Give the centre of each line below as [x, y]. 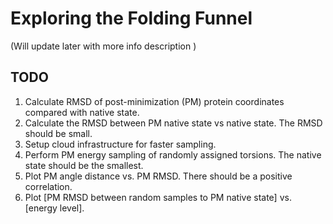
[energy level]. [54, 208]
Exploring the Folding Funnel [131, 18]
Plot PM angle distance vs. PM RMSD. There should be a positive [158, 176]
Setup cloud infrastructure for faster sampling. [120, 144]
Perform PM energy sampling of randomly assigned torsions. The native [173, 154]
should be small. [58, 133]
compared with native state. [82, 112]
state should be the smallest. [84, 165]
